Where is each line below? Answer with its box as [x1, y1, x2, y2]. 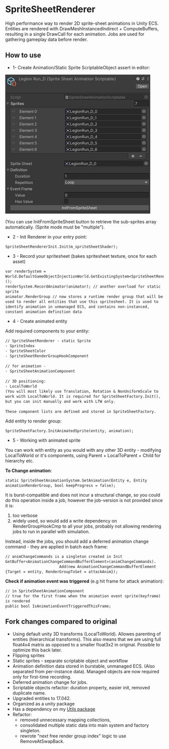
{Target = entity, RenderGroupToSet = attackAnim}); [5, 569, 118, 574]
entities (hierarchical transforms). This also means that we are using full [12, 636, 161, 642]
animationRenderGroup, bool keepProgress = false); [5, 483, 116, 488]
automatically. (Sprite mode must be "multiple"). [5, 224, 105, 230]
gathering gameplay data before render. [5, 36, 88, 42]
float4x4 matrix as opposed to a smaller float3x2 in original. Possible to [12, 641, 160, 647]
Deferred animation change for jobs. [12, 679, 88, 685]
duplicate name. [12, 690, 46, 696]
